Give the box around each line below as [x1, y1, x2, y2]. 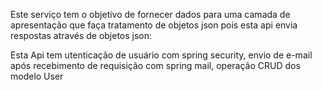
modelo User [10, 70, 64, 82]
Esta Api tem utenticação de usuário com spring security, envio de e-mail [10, 49, 313, 61]
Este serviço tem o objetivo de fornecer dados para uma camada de [10, 9, 291, 20]
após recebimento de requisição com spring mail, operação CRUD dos [10, 60, 301, 71]
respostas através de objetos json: [10, 30, 153, 41]
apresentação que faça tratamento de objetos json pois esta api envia [10, 19, 298, 31]
